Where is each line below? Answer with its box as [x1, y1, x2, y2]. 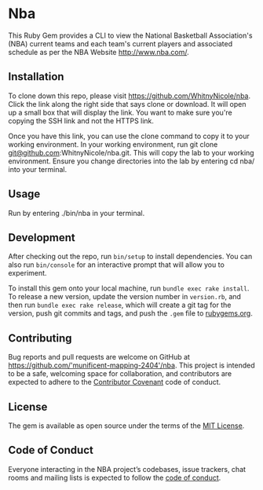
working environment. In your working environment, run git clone [8, 139, 218, 149]
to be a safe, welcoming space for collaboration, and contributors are [8, 369, 232, 378]
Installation [8, 70, 64, 83]
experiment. [8, 269, 47, 278]
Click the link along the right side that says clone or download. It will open [8, 99, 247, 108]
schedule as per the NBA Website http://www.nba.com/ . [8, 47, 190, 57]
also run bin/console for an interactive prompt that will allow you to [8, 260, 225, 269]
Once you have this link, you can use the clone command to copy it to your [8, 131, 250, 141]
